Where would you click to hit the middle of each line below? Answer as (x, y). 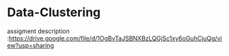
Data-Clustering (54, 12)
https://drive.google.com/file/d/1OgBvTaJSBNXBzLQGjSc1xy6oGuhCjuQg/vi (116, 38)
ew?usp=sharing (31, 45)
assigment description (38, 31)
